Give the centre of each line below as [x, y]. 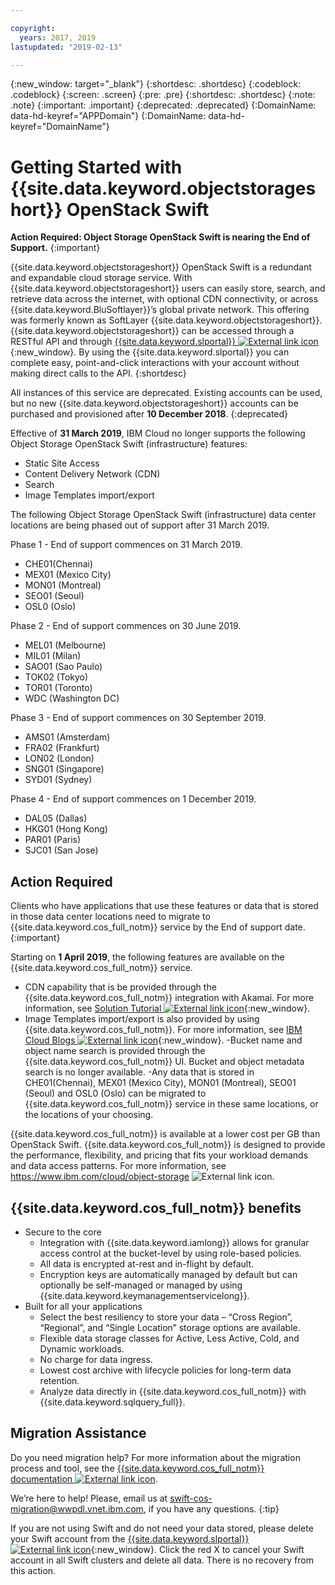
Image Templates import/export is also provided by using [142, 1019]
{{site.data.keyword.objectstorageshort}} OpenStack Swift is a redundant [161, 267]
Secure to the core [63, 1232]
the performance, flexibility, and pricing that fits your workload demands [159, 1155]
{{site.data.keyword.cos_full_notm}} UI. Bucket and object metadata [164, 1062]
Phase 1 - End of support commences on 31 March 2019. [126, 545]
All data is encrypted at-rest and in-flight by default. [147, 1263]
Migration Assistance [78, 1433]
